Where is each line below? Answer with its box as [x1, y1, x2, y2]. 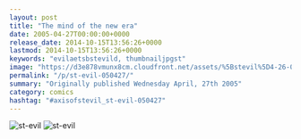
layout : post [9, 12, 58, 22]
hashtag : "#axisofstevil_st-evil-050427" [9, 95, 167, 105]
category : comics [9, 87, 74, 96]
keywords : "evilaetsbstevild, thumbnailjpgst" [9, 54, 186, 63]
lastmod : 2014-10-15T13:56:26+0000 [9, 46, 142, 55]
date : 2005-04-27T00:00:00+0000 [9, 29, 130, 38]
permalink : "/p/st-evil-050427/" [9, 71, 134, 80]
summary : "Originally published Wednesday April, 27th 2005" [9, 79, 243, 88]
